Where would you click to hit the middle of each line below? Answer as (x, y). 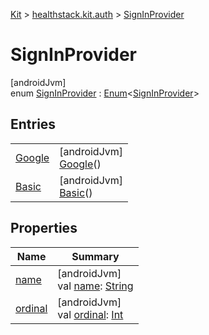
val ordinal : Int (90, 314)
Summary (95, 256)
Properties (44, 228)
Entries (33, 124)
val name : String (95, 286)
